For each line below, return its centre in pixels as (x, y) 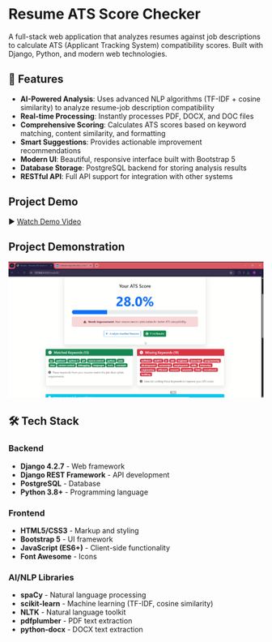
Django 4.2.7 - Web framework (72, 466)
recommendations (50, 150)
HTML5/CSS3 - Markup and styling (79, 530)
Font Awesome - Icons (58, 556)
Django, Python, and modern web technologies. (88, 53)
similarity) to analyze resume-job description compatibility (117, 107)
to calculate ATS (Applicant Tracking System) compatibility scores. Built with (136, 45)
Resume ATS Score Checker (104, 14)
